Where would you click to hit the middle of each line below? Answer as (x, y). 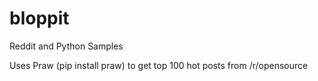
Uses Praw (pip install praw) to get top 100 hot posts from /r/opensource (159, 65)
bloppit (39, 18)
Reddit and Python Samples (66, 46)
